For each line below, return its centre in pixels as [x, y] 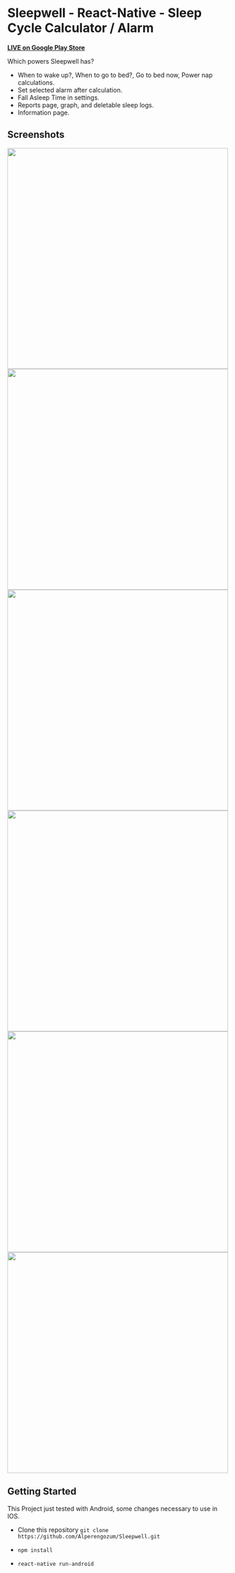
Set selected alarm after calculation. [70, 90]
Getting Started [42, 1491]
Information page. [43, 112]
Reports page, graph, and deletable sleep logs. [85, 105]
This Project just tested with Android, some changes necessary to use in [113, 1508]
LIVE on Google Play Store [46, 47]
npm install [35, 1550]
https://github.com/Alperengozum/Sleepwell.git [89, 1536]
